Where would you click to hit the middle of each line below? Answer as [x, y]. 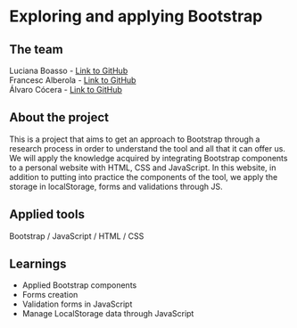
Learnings [38, 264]
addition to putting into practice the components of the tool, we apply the [144, 176]
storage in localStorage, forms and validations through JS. [116, 186]
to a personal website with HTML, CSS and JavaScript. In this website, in [143, 168]
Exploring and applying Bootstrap [136, 16]
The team [37, 49]
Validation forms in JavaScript [77, 304]
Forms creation [50, 295]
